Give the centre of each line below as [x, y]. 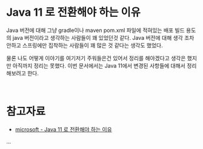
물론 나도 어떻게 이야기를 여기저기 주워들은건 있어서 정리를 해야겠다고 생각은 [96, 58]
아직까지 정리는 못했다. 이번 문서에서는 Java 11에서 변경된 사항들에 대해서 [99, 65]
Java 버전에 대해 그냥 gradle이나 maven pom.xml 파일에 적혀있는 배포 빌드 [95, 30]
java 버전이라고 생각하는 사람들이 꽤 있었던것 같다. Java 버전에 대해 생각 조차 [103, 37]
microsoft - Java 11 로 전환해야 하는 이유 [63, 129]
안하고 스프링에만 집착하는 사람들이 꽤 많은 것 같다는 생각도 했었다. [85, 45]
